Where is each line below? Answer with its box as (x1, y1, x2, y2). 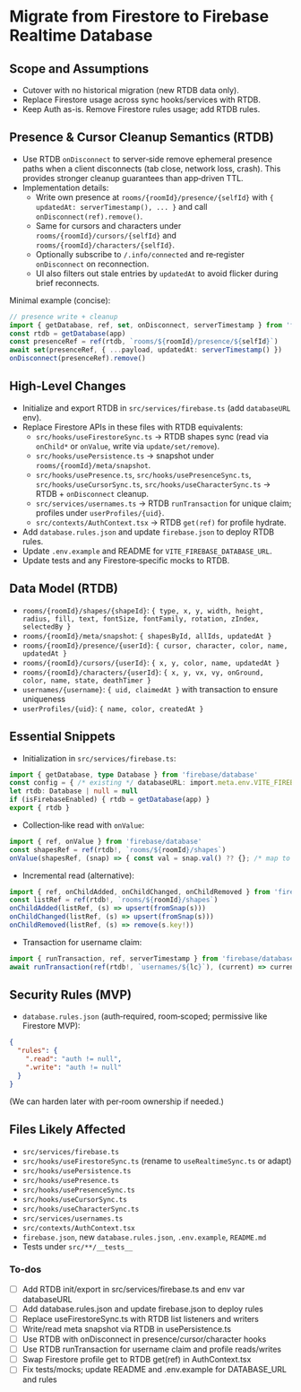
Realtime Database (9, 25, 153, 46)
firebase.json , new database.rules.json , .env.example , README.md (21, 1231, 267, 1242)
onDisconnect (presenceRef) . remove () (9, 354, 146, 363)
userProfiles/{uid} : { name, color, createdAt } (21, 702, 204, 714)
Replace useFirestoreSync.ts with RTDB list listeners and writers (21, 1313, 260, 1324)
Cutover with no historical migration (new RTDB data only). (21, 85, 239, 95)
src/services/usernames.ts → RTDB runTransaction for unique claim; (35, 498, 292, 509)
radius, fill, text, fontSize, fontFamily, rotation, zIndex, (21, 614, 260, 623)
